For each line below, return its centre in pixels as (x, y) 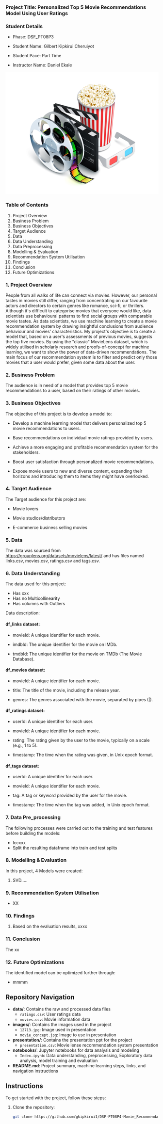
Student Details (24, 26)
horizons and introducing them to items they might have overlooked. (81, 476)
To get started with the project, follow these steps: (56, 1098)
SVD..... (20, 880)
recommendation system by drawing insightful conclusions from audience (80, 326)
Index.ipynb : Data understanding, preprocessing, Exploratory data (86, 1055)
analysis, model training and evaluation (59, 1060)
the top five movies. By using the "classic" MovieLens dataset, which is (77, 341)
